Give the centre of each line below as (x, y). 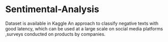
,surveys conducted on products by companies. (55, 34)
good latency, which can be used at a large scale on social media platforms (84, 28)
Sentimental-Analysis (52, 9)
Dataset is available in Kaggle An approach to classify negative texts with (82, 23)
